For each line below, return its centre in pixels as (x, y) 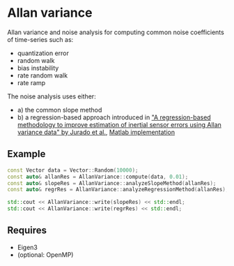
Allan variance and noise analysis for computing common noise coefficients (116, 32)
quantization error (43, 53)
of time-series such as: (40, 39)
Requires (27, 231)
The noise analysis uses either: (52, 96)
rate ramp (31, 82)
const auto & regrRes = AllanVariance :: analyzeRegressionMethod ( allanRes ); (118, 190)
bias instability (38, 68)
